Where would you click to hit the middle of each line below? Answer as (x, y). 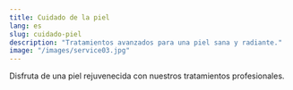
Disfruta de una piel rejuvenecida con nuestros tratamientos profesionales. (147, 76)
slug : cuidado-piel (46, 34)
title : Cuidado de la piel (60, 17)
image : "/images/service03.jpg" (69, 51)
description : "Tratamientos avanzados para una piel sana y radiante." (146, 42)
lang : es (26, 26)
